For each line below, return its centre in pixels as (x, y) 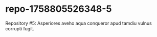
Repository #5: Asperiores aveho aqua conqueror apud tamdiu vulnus (78, 23)
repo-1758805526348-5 (59, 9)
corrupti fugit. (20, 28)
